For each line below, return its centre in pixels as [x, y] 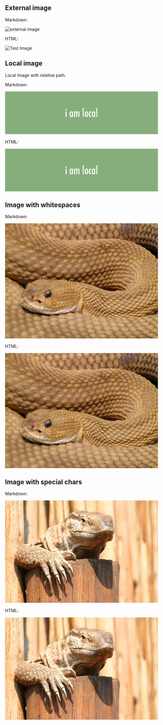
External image [28, 8]
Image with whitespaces [43, 205]
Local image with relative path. [36, 75]
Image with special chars [44, 482]
